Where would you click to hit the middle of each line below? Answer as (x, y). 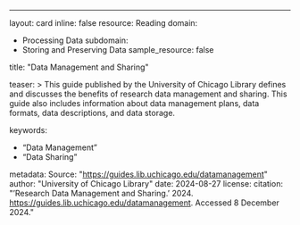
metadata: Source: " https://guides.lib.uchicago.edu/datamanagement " (138, 174)
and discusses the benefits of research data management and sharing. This (148, 94)
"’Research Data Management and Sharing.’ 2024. (101, 193)
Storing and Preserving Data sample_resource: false (118, 50)
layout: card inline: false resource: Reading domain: (104, 23)
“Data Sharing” (50, 157)
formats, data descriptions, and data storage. (92, 113)
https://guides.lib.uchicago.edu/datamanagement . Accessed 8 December (144, 203)
